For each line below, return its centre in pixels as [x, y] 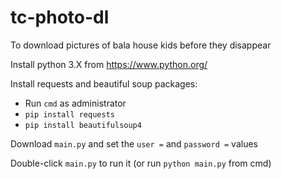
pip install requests [69, 114]
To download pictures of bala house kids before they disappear [141, 45]
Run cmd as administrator [75, 103]
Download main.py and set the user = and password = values [134, 143]
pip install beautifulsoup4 [83, 125]
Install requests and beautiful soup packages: [104, 83]
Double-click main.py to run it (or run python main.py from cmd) [141, 163]
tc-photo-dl [60, 17]
